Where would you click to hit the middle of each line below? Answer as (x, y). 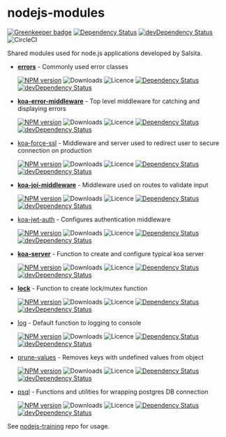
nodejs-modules (56, 13)
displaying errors (42, 108)
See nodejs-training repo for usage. (59, 426)
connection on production (54, 150)
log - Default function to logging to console (79, 323)
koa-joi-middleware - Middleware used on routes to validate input (113, 185)
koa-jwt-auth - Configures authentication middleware (94, 219)
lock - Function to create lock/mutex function (82, 288)
